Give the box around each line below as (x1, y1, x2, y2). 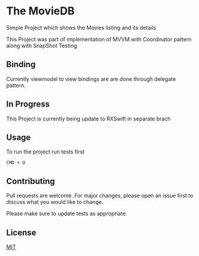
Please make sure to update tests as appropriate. (6, 210, 128, 217)
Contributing (6, 176, 55, 186)
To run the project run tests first (6, 148, 85, 155)
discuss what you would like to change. (6, 198, 104, 206)
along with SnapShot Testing (6, 42, 77, 49)
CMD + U (6, 160, 26, 166)
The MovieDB (6, 4, 75, 18)
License (6, 227, 37, 237)
